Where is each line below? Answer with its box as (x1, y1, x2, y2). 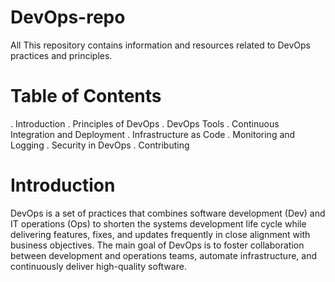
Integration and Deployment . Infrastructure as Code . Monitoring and (10, 128, 296, 140)
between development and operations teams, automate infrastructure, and (10, 249, 318, 261)
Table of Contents (10, 85, 162, 108)
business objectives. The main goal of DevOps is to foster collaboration (10, 239, 305, 251)
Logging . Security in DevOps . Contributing (10, 139, 190, 151)
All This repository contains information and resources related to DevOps (10, 39, 311, 51)
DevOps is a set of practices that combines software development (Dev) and (10, 207, 326, 219)
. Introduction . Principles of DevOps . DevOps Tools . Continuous (10, 117, 280, 130)
